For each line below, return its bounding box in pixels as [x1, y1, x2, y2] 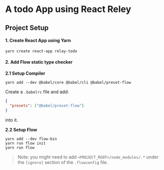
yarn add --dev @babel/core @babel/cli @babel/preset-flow [5, 80, 131, 85]
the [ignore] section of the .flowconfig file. [17, 159, 108, 165]
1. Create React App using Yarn [5, 38, 71, 44]
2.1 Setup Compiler [5, 70, 46, 76]
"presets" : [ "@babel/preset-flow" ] [10, 103, 84, 108]
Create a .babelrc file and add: [5, 89, 69, 95]
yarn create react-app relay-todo [5, 49, 78, 54]
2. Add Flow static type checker [5, 59, 73, 65]
